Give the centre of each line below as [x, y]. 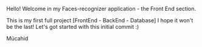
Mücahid [17, 38]
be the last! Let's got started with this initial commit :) [73, 27]
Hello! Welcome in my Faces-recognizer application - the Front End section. [101, 9]
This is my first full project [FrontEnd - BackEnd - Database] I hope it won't [100, 20]
